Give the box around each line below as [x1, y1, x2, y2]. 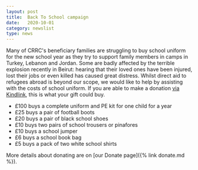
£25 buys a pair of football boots [14, 109, 95, 116]
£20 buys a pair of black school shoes [14, 115, 108, 122]
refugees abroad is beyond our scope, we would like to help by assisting [6, 78, 183, 86]
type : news [6, 31, 33, 37]
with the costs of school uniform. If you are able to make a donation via [6, 85, 180, 92]
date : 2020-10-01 [6, 20, 55, 25]
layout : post [6, 8, 39, 15]
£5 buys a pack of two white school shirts [14, 140, 117, 147]
